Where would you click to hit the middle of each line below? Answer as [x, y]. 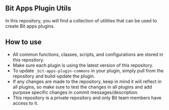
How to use [23, 42]
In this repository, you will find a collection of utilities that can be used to [81, 20]
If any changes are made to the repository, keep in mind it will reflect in [87, 81]
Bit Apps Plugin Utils [38, 8]
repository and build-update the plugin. [54, 76]
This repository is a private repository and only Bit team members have [87, 98]
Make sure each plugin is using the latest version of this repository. [83, 65]
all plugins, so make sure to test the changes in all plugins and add [82, 87]
